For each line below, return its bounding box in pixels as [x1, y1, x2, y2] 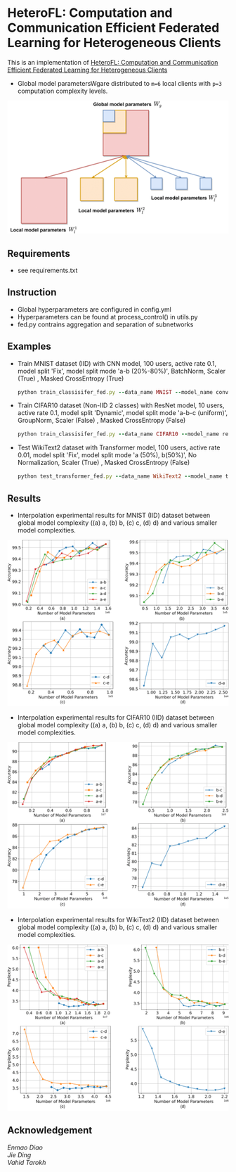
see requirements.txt [17, 266, 78, 274]
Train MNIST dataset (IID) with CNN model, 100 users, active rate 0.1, [17, 359, 217, 367]
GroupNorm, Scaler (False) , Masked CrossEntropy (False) [17, 416, 186, 425]
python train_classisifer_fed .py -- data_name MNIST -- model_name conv [17, 388, 229, 395]
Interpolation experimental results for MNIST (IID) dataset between [17, 511, 211, 520]
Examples [7, 340, 51, 352]
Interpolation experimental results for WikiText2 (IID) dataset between [17, 916, 220, 924]
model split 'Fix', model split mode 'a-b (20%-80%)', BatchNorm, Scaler [17, 367, 226, 375]
